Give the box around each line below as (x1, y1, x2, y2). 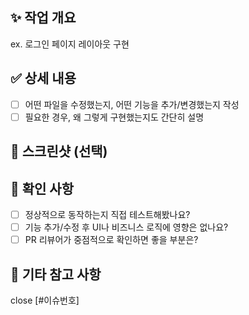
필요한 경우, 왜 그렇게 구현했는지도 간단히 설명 (24, 111, 205, 123)
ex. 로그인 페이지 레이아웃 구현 (10, 38, 130, 50)
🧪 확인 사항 (10, 180, 75, 197)
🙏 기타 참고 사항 (10, 266, 102, 283)
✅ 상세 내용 (10, 70, 77, 87)
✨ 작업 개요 (10, 9, 77, 27)
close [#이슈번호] (10, 294, 80, 306)
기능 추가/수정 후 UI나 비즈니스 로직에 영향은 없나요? (24, 221, 229, 233)
